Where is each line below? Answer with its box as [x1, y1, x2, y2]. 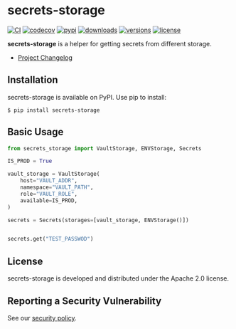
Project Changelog [17, 53, 73, 62]
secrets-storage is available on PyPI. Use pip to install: [7, 93, 167, 101]
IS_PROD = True [7, 157, 53, 165]
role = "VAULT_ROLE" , [20, 190, 78, 197]
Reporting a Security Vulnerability [7, 295, 162, 307]
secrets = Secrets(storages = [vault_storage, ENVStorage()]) [7, 216, 190, 224]
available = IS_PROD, [20, 197, 78, 204]
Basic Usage [7, 126, 64, 138]
